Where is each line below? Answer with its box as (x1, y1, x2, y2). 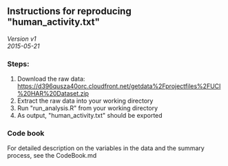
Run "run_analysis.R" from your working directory (17, 104, 158, 112)
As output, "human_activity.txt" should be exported (17, 112, 163, 120)
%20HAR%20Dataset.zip (17, 90, 90, 98)
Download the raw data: (17, 75, 85, 83)
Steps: (7, 59, 30, 68)
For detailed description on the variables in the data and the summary (7, 144, 205, 152)
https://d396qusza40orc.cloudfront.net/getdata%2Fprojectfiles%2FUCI (17, 82, 221, 90)
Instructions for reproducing (7, 6, 132, 17)
